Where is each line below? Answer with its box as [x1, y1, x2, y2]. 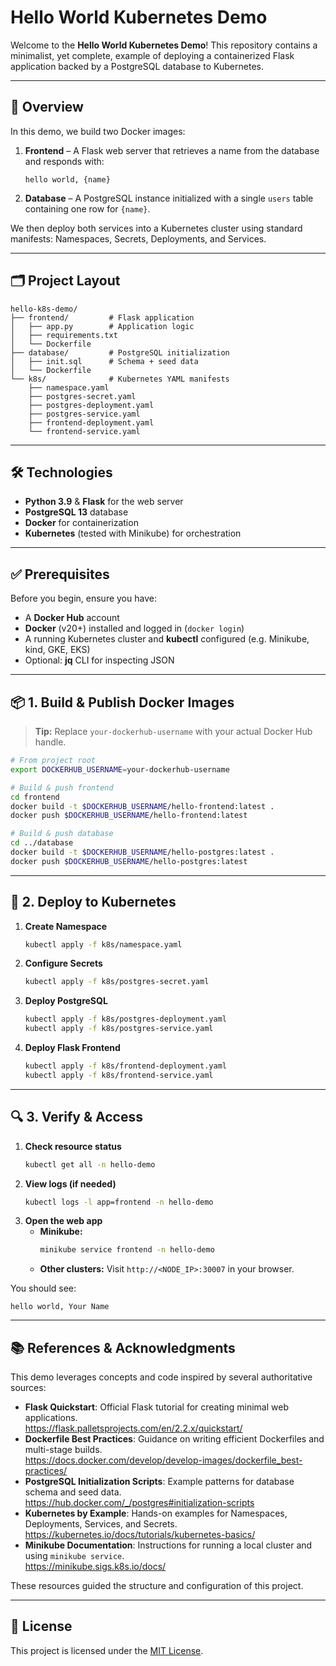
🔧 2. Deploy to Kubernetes [10, 894, 177, 911]
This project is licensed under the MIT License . [10, 1644, 204, 1656]
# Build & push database [10, 829, 114, 839]
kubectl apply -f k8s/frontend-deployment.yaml [24, 1061, 227, 1071]
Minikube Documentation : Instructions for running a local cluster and [24, 1539, 313, 1551]
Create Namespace [24, 920, 108, 932]
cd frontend [10, 792, 60, 802]
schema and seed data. [24, 1486, 122, 1498]
